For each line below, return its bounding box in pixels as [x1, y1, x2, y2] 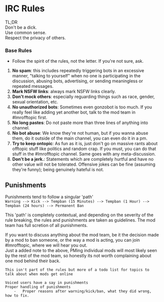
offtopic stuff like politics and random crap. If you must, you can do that [12, 146, 156, 152]
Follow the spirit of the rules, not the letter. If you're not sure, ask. [12, 58, 144, 64]
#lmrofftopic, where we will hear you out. [5, 242, 88, 248]
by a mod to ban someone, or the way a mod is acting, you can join [5, 237, 140, 243]
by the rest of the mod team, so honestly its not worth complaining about [5, 253, 151, 259]
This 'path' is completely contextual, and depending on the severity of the [5, 212, 154, 218]
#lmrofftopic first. [12, 115, 47, 121]
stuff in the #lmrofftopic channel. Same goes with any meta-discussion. [12, 151, 156, 157]
